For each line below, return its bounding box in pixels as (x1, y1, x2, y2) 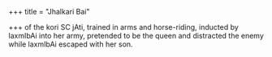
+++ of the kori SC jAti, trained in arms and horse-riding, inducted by (8, 22, 240, 31)
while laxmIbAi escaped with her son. (8, 39, 133, 49)
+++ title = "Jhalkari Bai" (8, 7, 90, 16)
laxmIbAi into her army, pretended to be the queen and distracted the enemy (8, 31, 264, 40)
